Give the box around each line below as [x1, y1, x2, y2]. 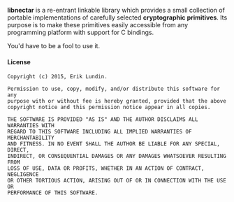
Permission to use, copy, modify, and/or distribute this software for [7, 85, 220, 93]
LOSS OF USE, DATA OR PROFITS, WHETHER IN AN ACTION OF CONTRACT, [7, 165, 205, 172]
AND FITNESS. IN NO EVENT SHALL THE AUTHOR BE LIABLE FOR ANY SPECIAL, [7, 140, 220, 147]
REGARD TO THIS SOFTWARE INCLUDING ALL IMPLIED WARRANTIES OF [7, 129, 192, 136]
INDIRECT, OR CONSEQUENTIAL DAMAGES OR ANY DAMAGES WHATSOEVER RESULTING [7, 153, 227, 160]
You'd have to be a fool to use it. [7, 42, 100, 50]
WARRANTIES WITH [7, 122, 54, 129]
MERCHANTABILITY [7, 134, 54, 142]
